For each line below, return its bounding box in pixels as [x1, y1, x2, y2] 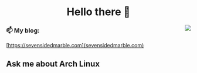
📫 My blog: [6, 26, 40, 34]
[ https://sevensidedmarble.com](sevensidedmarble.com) [6, 42, 144, 49]
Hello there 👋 [66, 5, 131, 19]
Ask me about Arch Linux [6, 58, 100, 69]
